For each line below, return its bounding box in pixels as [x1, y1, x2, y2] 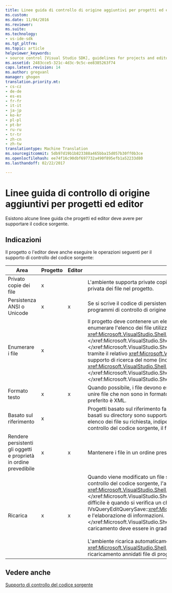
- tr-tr [5, 132, 22, 137]
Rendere [8, 433, 29, 440]
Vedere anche [5, 568, 51, 577]
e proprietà [8, 452, 35, 459]
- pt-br [5, 122, 22, 128]
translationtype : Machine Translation [5, 146, 88, 152]
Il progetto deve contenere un [88, 318, 159, 325]
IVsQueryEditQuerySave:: [88, 506, 149, 513]
